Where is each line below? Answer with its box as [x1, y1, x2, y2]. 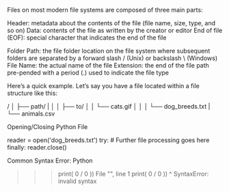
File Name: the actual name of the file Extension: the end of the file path [7, 61, 210, 69]
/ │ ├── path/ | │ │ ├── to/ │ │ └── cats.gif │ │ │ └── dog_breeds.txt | [7, 102, 211, 110]
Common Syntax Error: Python [7, 156, 94, 165]
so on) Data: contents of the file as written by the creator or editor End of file [7, 27, 223, 34]
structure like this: [7, 89, 58, 97]
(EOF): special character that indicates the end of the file [7, 33, 167, 42]
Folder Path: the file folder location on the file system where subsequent [7, 47, 211, 55]
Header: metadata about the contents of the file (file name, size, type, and [7, 19, 216, 27]
